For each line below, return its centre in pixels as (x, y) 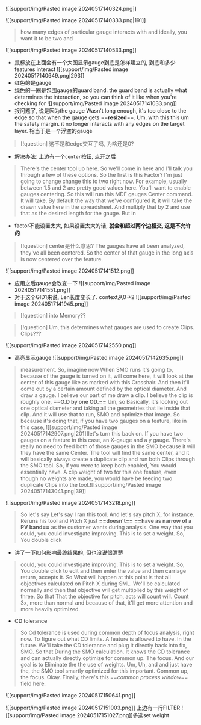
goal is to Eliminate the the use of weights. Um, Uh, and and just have (106, 665)
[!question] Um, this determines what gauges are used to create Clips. (107, 327)
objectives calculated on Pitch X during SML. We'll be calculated (100, 584)
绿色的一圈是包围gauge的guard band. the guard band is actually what (100, 90)
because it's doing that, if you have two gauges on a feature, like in (104, 421)
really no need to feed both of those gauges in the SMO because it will (108, 446)
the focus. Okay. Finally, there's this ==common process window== (104, 677)
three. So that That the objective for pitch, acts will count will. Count (104, 596)
